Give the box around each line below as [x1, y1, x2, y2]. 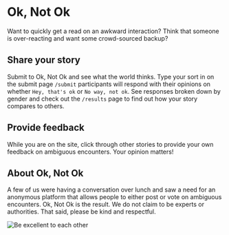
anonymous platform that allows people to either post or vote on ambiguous [7, 193, 222, 201]
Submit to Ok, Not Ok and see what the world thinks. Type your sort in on [7, 72, 215, 81]
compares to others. [7, 101, 65, 110]
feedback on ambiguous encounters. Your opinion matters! [7, 147, 174, 156]
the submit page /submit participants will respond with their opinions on [7, 80, 211, 88]
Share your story [7, 54, 80, 66]
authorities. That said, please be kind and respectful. [7, 207, 156, 216]
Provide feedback [7, 122, 85, 134]
